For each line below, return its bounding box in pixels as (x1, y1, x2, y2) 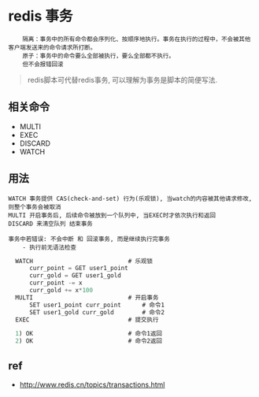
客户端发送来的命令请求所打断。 (8, 43, 97, 51)
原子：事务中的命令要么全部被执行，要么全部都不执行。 (22, 52, 175, 60)
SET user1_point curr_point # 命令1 (28, 301, 165, 309)
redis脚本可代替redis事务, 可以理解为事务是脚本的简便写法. (27, 75, 218, 84)
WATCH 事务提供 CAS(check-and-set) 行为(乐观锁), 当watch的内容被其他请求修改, (8, 195, 253, 202)
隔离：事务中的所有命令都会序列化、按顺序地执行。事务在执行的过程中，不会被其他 (22, 35, 251, 43)
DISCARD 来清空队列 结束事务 (8, 220, 93, 228)
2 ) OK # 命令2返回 (15, 337, 163, 345)
